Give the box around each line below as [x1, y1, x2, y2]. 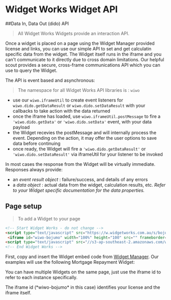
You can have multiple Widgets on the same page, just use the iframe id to [5, 269, 161, 275]
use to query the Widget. [5, 67, 58, 73]
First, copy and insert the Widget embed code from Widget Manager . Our [5, 254, 159, 260]
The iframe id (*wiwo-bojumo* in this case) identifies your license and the [5, 284, 160, 290]
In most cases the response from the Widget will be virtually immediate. [5, 161, 156, 167]
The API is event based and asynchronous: [5, 77, 95, 83]
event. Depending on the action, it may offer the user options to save [12, 135, 157, 141]
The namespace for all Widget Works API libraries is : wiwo [17, 87, 140, 93]
